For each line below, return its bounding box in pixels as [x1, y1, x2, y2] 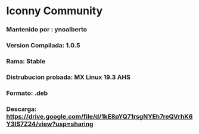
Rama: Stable [6, 57, 46, 65]
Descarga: [6, 105, 37, 113]
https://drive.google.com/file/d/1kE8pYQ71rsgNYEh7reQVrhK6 [6, 112, 193, 120]
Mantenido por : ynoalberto [6, 25, 88, 34]
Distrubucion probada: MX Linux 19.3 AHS [6, 73, 131, 81]
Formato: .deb [6, 89, 48, 97]
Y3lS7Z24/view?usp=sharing [6, 120, 94, 128]
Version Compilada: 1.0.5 [6, 42, 80, 50]
